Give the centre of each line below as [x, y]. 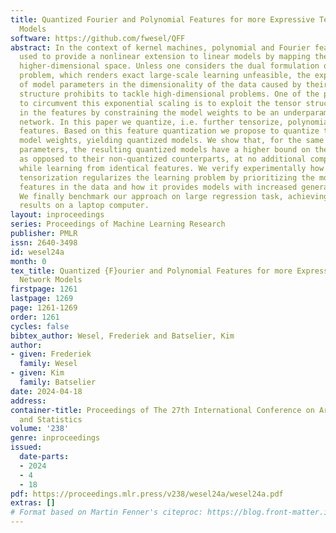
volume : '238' [40, 429]
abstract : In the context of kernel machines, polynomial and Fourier [160, 47]
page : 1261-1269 [44, 308]
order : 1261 [35, 317]
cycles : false [40, 326]
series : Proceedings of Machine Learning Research [118, 224]
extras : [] [33, 503]
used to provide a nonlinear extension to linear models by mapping [165, 57]
